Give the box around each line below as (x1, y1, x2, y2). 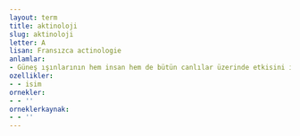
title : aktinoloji (9, 21, 78, 30)
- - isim (9, 80, 42, 89)
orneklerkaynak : (9, 105, 70, 114)
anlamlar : (9, 55, 46, 64)
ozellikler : (9, 72, 54, 81)
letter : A (9, 38, 46, 47)
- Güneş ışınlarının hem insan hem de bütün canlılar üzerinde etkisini (9, 64, 286, 72)
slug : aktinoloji (9, 30, 74, 38)
